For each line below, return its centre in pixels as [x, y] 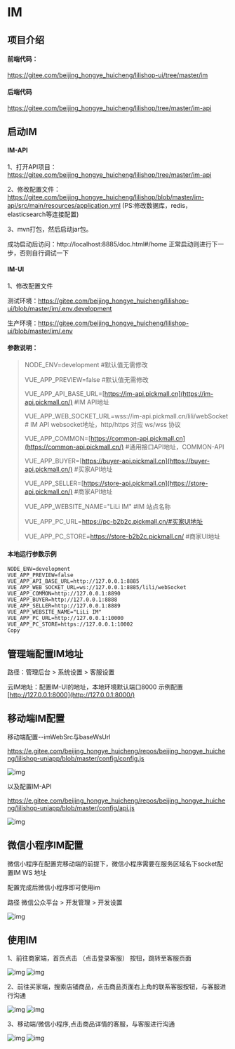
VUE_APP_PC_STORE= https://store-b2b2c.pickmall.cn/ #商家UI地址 [122, 536]
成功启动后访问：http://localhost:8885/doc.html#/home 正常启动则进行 [109, 244]
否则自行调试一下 [44, 253]
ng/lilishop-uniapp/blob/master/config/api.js [71, 807]
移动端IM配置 [36, 719]
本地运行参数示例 [32, 554]
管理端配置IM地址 [45, 654]
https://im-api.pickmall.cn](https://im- [159, 393]
